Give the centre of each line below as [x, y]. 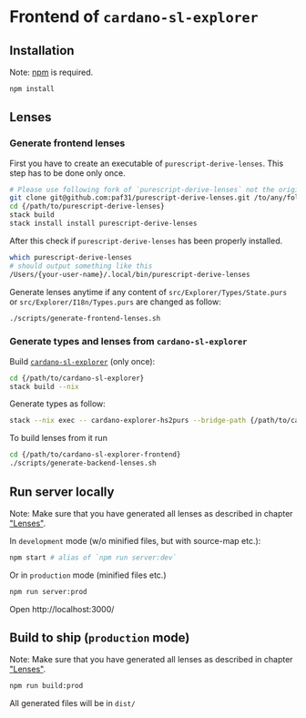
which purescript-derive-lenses [71, 257]
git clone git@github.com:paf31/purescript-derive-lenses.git [130, 198]
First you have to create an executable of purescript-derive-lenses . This [147, 163]
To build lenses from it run [58, 438]
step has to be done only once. [67, 173]
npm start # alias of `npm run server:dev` [93, 558]
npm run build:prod [46, 686]
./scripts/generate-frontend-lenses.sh [85, 318]
